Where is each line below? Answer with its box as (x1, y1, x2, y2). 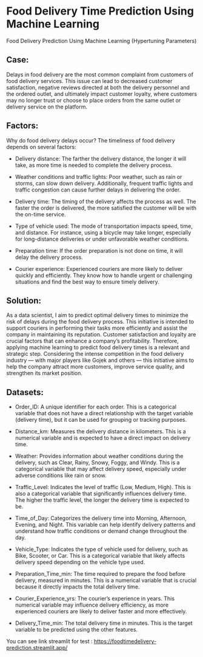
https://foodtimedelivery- (93, 638, 156, 645)
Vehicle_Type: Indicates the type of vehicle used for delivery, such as (15, 545, 188, 553)
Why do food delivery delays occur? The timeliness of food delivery (6, 136, 176, 144)
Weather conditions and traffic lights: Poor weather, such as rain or (15, 173, 182, 180)
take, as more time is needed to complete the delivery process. (15, 161, 173, 168)
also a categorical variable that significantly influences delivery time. (15, 490, 187, 498)
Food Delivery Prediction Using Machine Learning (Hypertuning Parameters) (6, 37, 197, 44)
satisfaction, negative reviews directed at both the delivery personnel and (6, 84, 190, 91)
